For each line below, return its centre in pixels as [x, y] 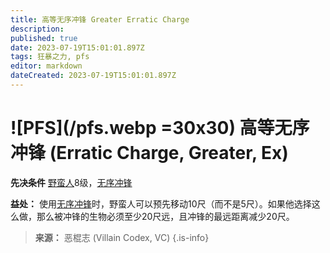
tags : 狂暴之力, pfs [50, 57]
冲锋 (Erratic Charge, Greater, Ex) [149, 153]
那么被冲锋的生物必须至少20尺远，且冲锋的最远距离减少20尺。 [165, 216]
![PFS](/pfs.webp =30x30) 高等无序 [160, 128]
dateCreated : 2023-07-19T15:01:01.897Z [93, 76]
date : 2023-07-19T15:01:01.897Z [77, 47]
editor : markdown [46, 66]
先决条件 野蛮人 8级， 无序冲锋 [71, 182]
